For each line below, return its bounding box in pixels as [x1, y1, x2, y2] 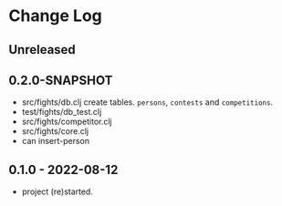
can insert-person [21, 136, 90, 147]
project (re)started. [21, 186, 93, 197]
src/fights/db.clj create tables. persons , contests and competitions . [21, 97, 274, 108]
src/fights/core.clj [21, 126, 89, 137]
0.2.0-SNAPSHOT [8, 72, 113, 88]
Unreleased [8, 42, 77, 57]
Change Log [8, 5, 102, 26]
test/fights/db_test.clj [21, 107, 102, 118]
